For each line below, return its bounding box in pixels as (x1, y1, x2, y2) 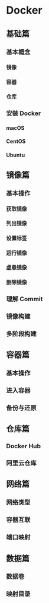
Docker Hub (6, 442, 41, 451)
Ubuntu (6, 151, 25, 158)
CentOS (6, 138, 26, 145)
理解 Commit (6, 295, 43, 303)
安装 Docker (6, 109, 41, 117)
